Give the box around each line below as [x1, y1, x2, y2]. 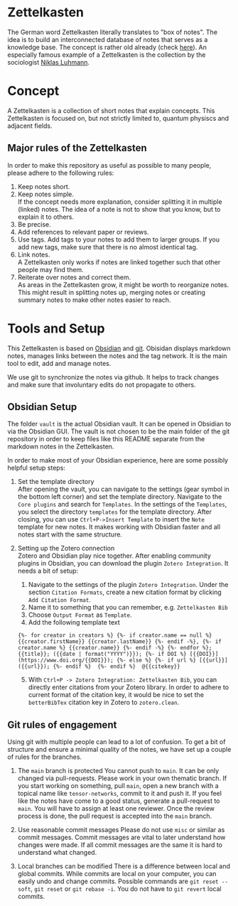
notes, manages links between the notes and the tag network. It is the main [7, 351, 227, 360]
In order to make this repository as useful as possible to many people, [7, 161, 212, 169]
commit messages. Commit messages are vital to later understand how [17, 833, 226, 842]
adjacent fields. [7, 122, 53, 130]
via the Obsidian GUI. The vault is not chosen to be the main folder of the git [7, 427, 230, 436]
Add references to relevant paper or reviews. [17, 227, 149, 236]
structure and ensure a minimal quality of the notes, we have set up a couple [7, 745, 232, 754]
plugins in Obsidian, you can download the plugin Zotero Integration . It [17, 559, 229, 568]
